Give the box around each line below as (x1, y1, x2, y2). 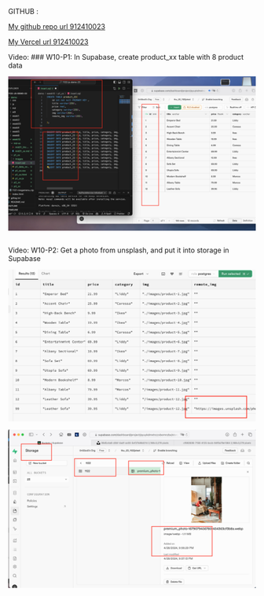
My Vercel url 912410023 (8, 37, 89, 46)
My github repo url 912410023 (8, 22, 106, 31)
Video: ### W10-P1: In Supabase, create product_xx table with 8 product (8, 53, 244, 61)
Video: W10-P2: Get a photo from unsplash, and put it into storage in (8, 245, 229, 255)
